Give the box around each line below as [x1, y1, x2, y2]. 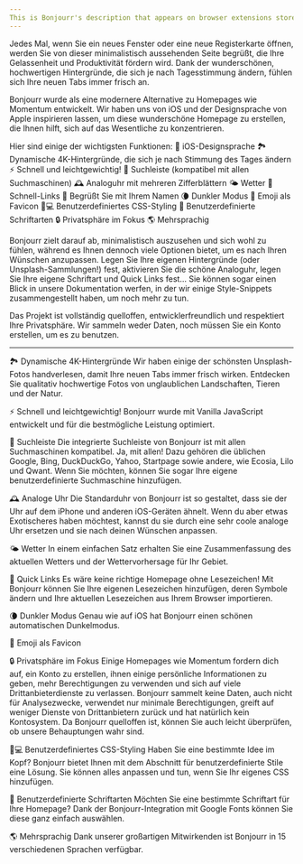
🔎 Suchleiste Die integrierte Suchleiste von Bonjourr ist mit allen [9, 436, 246, 447]
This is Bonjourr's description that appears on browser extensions [9, 13, 272, 23]
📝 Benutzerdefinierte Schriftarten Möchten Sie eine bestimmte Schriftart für [9, 794, 290, 804]
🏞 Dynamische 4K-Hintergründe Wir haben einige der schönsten [9, 356, 252, 367]
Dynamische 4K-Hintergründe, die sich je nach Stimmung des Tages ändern [9, 153, 291, 164]
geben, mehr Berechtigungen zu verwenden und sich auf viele [9, 678, 242, 689]
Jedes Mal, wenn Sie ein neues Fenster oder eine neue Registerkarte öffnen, [9, 38, 294, 49]
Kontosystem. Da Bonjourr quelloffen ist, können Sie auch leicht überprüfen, [9, 716, 292, 727]
